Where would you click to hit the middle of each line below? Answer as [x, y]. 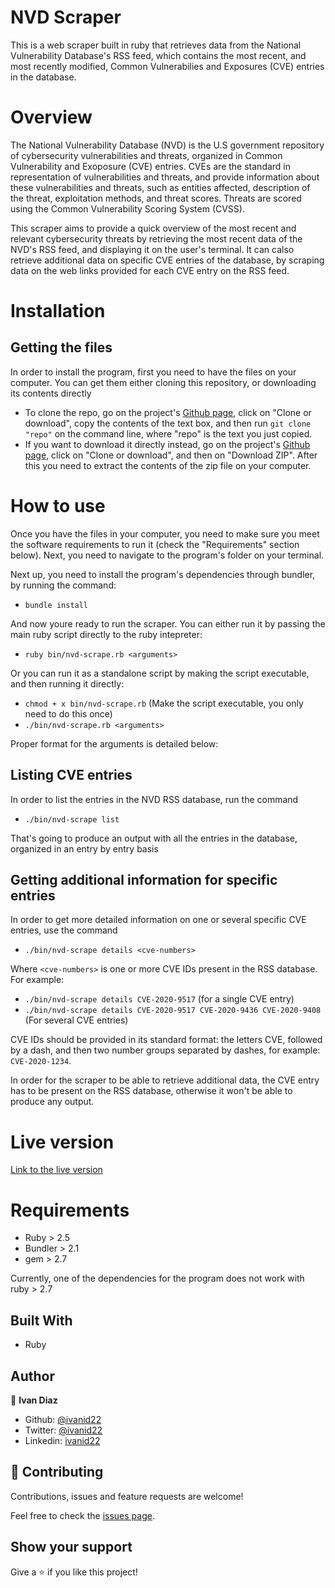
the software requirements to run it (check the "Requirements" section [155, 544]
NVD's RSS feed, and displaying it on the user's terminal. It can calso [152, 249]
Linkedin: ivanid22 [62, 1440]
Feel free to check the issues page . [82, 1515]
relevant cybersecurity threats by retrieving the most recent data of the [156, 238]
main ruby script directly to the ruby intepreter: [106, 634]
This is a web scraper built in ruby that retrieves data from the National [156, 45]
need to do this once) [68, 713]
